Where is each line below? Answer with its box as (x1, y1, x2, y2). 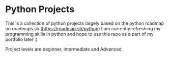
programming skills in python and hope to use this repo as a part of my (5, 31, 154, 37)
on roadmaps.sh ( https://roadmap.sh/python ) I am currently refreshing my (5, 25, 161, 31)
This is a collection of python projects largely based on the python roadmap (5, 20, 164, 26)
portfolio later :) (5, 36, 38, 42)
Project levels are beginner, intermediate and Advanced (5, 46, 122, 52)
